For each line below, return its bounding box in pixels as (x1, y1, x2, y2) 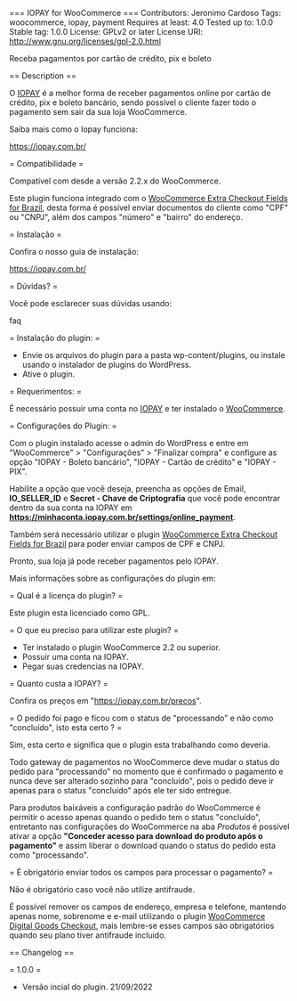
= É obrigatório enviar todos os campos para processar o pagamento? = (9, 867, 274, 877)
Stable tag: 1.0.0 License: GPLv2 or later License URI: (9, 27, 203, 37)
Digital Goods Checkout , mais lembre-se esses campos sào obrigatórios (9, 921, 275, 931)
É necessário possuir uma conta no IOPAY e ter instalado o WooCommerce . (9, 403, 286, 413)
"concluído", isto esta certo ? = (9, 722, 123, 733)
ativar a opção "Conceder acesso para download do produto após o (9, 831, 264, 841)
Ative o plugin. (21, 369, 76, 379)
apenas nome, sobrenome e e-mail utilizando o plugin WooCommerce (9, 911, 266, 921)
